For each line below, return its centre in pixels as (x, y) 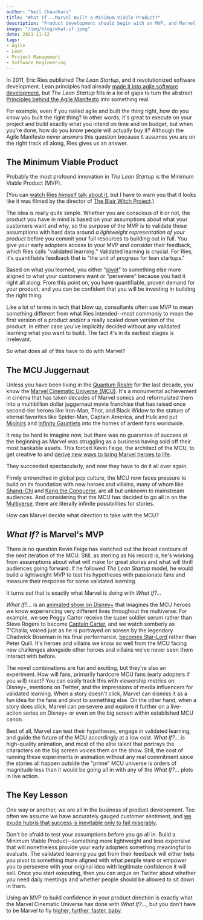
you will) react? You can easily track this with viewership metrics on (90, 680)
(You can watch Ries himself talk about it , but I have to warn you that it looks (101, 195)
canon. (15, 719)
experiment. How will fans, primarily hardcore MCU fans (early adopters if (98, 674)
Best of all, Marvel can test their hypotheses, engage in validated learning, (99, 731)
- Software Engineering (36, 62)
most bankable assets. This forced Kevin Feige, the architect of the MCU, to (100, 448)
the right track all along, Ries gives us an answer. (67, 143)
